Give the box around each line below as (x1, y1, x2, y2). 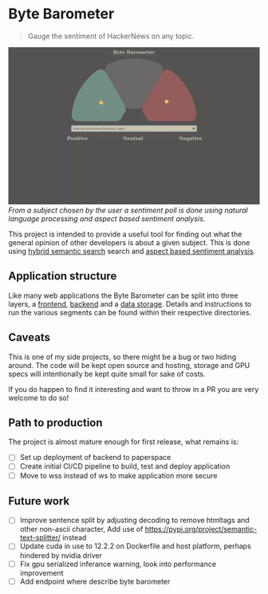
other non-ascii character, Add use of (19, 525, 144, 534)
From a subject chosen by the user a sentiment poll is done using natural (8, 205, 249, 215)
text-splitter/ (19, 533, 61, 543)
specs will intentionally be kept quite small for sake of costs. (8, 369, 206, 378)
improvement (19, 568, 64, 577)
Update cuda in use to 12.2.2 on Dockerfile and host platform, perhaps (19, 541, 251, 551)
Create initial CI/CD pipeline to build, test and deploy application (19, 461, 231, 471)
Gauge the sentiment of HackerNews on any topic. (27, 31, 195, 41)
